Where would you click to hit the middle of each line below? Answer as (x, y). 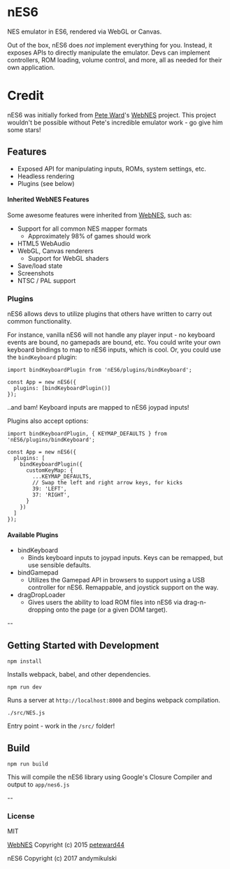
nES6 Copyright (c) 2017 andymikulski (62, 859)
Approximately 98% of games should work (89, 236)
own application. (31, 67)
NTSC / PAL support (46, 280)
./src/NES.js (26, 713)
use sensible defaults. (59, 565)
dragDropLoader (41, 595)
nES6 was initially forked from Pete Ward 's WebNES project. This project (112, 115)
